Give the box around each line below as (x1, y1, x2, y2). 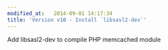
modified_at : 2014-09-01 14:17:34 (7, 10, 113, 17)
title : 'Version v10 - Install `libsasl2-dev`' (7, 16, 147, 23)
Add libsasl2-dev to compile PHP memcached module (7, 35, 161, 43)
